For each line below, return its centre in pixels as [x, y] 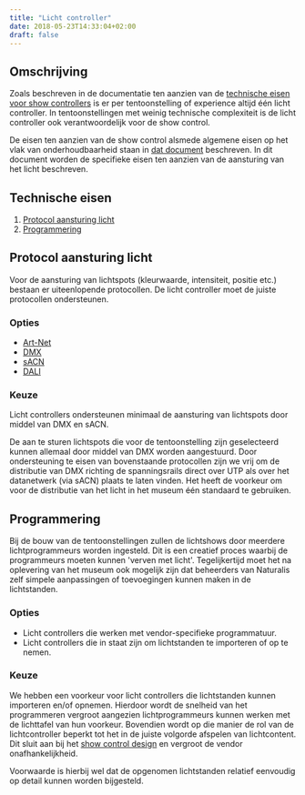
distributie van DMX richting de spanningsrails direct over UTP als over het [149, 471]
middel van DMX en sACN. [59, 425]
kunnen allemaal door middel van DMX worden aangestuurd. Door [133, 452]
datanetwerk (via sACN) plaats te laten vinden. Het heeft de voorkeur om [146, 481]
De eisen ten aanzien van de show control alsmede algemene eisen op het [149, 140]
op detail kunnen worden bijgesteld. [76, 780]
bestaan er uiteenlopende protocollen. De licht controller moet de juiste [143, 289]
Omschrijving [49, 71]
